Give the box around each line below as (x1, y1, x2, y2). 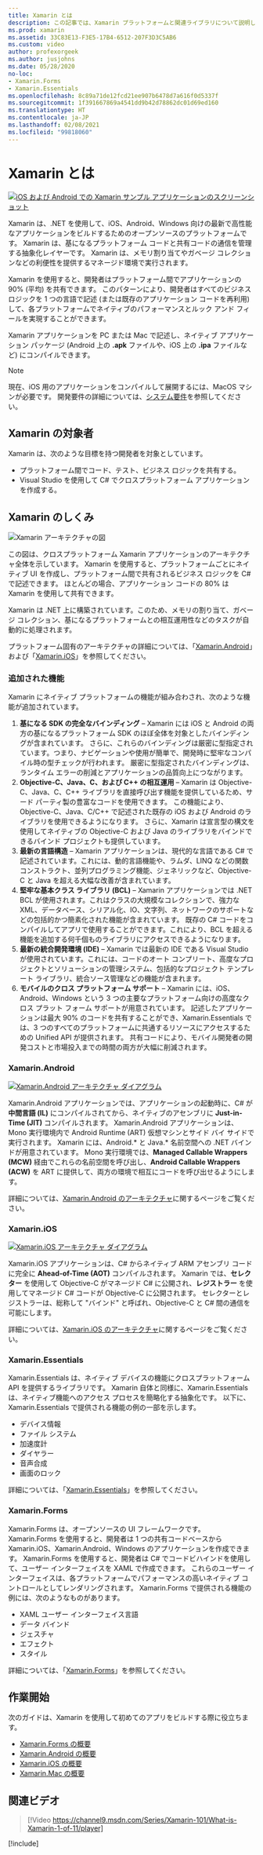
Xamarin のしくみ (8, 510, 95, 524)
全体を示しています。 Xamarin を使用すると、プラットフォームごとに (14, 559, 236, 569)
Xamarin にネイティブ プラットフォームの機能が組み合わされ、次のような (8, 692, 244, 702)
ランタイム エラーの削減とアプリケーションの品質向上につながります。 (19, 768, 247, 777)
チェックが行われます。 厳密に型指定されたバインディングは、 (53, 758, 254, 768)
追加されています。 (21, 702, 84, 711)
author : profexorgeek (8, 48, 79, 56)
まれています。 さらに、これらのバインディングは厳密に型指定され (40, 739, 254, 748)
